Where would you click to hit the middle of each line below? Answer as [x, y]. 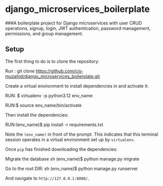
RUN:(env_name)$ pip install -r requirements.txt [54, 124]
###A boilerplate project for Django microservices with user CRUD [74, 23]
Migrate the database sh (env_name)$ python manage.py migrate [72, 159]
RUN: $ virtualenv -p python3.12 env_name [49, 95]
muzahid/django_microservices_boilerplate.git [53, 76]
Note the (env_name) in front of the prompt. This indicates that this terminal [82, 134]
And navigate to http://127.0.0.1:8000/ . [47, 178]
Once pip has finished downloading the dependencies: [62, 149]
